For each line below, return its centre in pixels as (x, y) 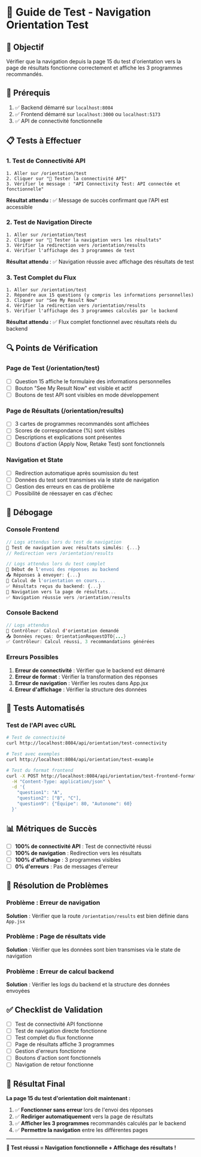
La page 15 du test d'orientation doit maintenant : (68, 1098)
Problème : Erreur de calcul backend (60, 971)
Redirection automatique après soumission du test (77, 473)
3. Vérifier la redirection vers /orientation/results (76, 245)
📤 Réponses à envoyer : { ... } (43, 575)
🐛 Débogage (29, 512)
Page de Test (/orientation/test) (53, 368)
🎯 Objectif (25, 47)
